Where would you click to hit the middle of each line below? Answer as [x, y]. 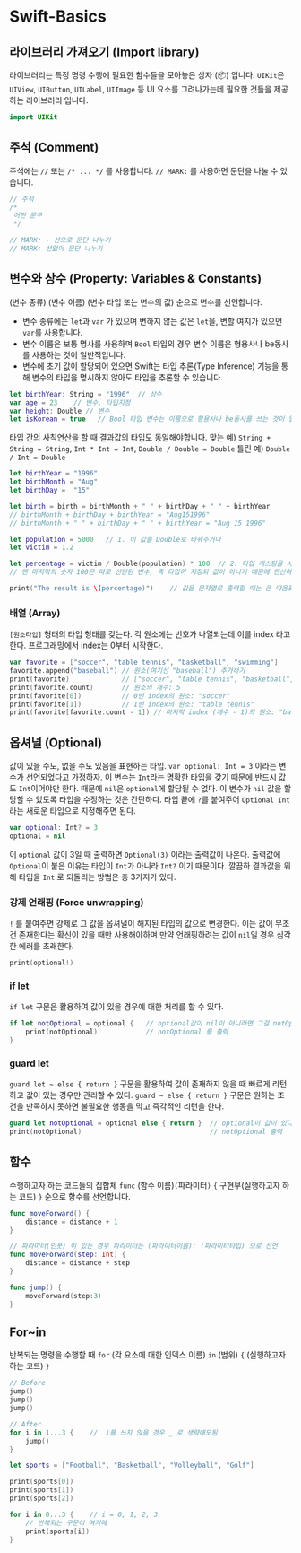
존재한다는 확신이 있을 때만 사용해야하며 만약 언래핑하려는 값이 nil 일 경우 [146, 935]
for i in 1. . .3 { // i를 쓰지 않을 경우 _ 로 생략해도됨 [113, 1433]
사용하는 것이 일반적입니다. [79, 354]
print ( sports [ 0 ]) [42, 1482]
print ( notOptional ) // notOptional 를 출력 [127, 1032]
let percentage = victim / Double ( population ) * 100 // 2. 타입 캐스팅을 [146, 564]
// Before [28, 1383]
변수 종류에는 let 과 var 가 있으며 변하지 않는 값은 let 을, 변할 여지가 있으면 [152, 321]
